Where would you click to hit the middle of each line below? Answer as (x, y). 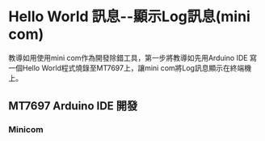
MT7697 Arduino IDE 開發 (73, 106)
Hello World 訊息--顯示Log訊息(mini (129, 17)
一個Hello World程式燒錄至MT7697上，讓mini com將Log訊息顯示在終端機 (130, 68)
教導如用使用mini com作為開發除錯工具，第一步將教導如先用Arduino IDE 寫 (132, 58)
